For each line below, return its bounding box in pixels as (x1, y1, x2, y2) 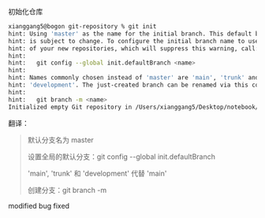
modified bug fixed (8, 201, 69, 210)
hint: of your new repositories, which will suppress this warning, (8, 44, 238, 53)
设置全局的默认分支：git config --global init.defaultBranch (27, 152, 215, 161)
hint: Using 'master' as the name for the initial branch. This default (8, 30, 252, 38)
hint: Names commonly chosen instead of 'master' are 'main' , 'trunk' (8, 74, 245, 82)
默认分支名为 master (27, 135, 95, 144)
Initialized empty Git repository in (8, 103, 132, 111)
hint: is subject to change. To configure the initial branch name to (8, 37, 245, 45)
